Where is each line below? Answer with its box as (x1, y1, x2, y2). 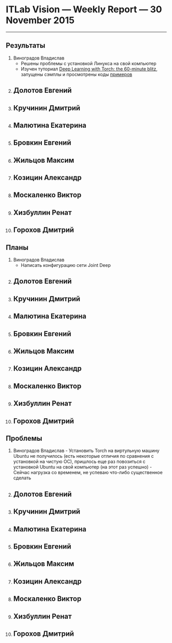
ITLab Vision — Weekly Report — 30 (6, 4, 162, 15)
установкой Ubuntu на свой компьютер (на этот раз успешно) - (13, 464, 152, 470)
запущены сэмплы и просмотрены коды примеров (20, 71, 132, 77)
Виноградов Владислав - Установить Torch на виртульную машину (13, 447, 160, 454)
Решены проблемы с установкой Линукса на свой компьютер (20, 60, 157, 66)
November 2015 (6, 14, 75, 26)
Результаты (6, 41, 45, 50)
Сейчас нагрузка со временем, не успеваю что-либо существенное (13, 470, 163, 476)
